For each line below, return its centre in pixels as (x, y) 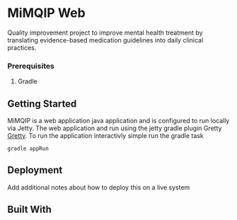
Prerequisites (31, 66)
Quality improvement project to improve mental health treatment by (105, 33)
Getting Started (42, 104)
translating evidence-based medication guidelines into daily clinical (105, 40)
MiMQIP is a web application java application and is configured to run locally (118, 121)
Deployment (35, 170)
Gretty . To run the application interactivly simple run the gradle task (105, 136)
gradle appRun (28, 149)
